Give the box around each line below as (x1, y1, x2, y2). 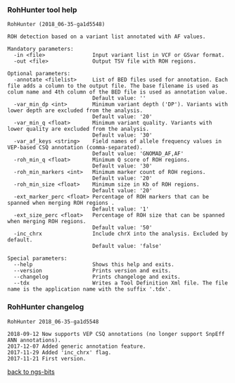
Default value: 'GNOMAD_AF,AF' (92, 150, 184, 158)
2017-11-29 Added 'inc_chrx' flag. (7, 349, 112, 356)
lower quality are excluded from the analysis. (7, 125, 150, 133)
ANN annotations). (7, 337, 61, 344)
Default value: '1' (92, 206, 150, 213)
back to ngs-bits (7, 368, 55, 376)
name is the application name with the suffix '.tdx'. (7, 286, 172, 293)
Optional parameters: (7, 70, 71, 77)
